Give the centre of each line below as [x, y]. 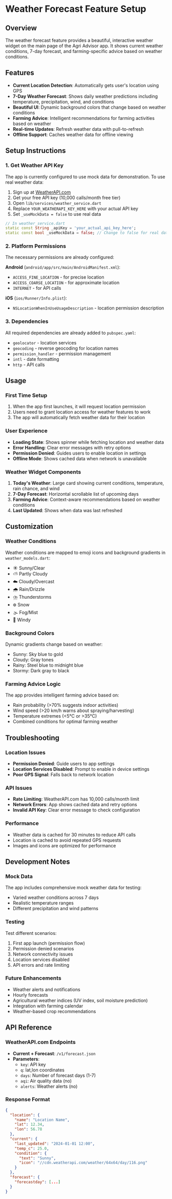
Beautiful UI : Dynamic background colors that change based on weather [89, 107]
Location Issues [26, 752]
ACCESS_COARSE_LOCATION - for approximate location [66, 283]
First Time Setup [26, 395]
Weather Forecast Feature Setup [76, 9]
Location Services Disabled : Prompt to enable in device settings [81, 769]
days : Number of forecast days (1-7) [58, 1075]
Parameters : [26, 1059]
